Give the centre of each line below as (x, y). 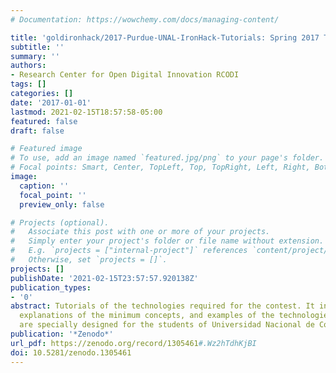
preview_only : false (62, 204)
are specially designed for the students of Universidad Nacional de (167, 325)
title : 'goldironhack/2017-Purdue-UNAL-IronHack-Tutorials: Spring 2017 (165, 37)
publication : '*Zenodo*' (62, 334)
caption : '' (44, 186)
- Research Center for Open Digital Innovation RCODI (125, 75)
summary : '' (35, 56)
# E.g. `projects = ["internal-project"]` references (129, 251)
